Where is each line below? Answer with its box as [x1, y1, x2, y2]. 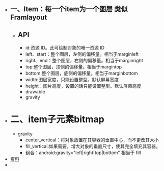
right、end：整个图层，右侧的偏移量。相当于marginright [25, 58, 144, 64]
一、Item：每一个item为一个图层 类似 [10, 5, 128, 14]
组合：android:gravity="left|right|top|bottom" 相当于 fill [25, 150, 141, 156]
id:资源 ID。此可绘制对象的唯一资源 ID [25, 45, 104, 51]
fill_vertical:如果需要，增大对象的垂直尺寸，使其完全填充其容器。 [25, 143, 160, 150]
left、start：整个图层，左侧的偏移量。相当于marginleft [25, 51, 139, 57]
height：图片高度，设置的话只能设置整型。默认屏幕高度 [25, 83, 142, 89]
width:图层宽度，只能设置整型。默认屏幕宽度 [25, 77, 119, 83]
